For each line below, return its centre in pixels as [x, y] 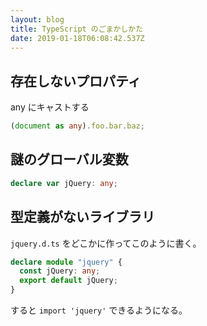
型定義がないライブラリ [82, 217]
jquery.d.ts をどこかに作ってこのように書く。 [106, 243]
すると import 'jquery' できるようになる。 [99, 310]
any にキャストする [50, 107]
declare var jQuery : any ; [64, 183]
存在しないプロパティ [76, 81]
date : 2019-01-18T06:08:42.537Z [77, 38]
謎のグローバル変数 [69, 159]
